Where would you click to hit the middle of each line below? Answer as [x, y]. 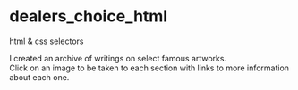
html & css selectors [47, 41]
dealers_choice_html [89, 16]
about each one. [39, 77]
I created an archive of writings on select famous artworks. [118, 58]
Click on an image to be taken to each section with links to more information [149, 68]
